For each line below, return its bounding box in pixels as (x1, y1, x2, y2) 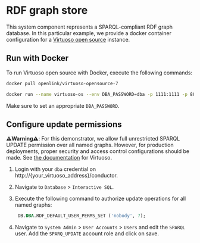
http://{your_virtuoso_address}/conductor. (14, 172, 118, 179)
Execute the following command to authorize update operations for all (14, 195, 186, 202)
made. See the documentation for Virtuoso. (6, 154, 112, 161)
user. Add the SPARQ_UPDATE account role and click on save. (14, 230, 160, 237)
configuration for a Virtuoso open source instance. (6, 36, 130, 43)
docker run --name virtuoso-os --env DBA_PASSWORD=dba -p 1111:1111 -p (6, 91, 187, 97)
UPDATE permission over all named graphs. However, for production (6, 141, 174, 149)
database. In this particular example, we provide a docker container (6, 29, 171, 36)
